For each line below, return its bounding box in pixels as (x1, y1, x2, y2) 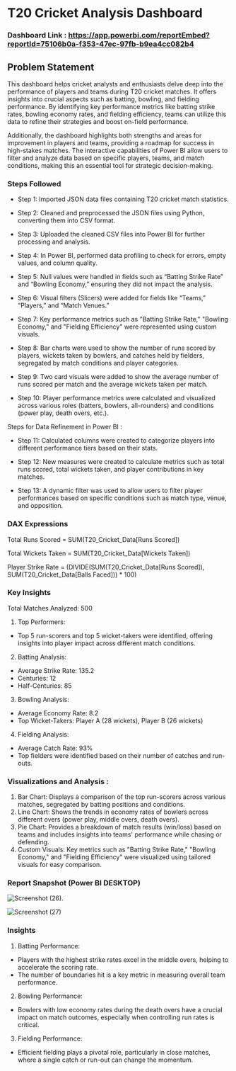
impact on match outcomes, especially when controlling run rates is (17, 1013, 215, 1021)
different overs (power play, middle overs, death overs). (17, 815, 180, 824)
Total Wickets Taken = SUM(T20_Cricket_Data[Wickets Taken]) (7, 549, 191, 557)
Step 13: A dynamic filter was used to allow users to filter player (17, 487, 203, 495)
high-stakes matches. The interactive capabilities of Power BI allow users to (7, 146, 228, 154)
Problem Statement (7, 61, 95, 73)
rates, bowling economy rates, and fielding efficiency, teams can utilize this (7, 110, 227, 118)
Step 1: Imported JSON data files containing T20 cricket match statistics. (17, 195, 230, 203)
